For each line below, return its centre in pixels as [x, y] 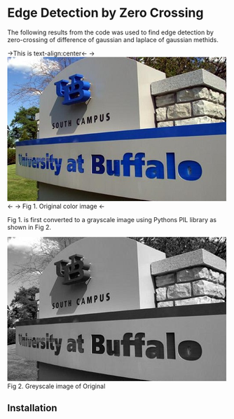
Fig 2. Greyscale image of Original [56, 386]
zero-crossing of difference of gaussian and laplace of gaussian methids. [113, 39]
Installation [32, 408]
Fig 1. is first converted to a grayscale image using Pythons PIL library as [112, 219]
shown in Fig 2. [29, 227]
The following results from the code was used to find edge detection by [110, 32]
